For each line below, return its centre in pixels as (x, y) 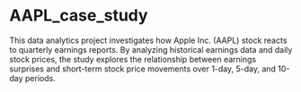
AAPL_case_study (79, 16)
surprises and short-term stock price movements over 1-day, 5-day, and (143, 69)
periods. (40, 78)
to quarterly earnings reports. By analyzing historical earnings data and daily (151, 49)
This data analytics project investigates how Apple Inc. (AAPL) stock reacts (148, 40)
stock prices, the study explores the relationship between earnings (133, 59)
